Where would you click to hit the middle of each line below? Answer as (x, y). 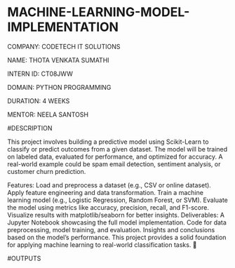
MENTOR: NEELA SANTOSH (48, 114)
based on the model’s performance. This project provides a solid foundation (117, 237)
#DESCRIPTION (30, 128)
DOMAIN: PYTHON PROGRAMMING (59, 87)
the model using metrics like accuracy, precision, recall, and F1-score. (108, 207)
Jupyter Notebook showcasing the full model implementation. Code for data (117, 222)
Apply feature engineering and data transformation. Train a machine (105, 192)
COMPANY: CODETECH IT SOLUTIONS (64, 46)
